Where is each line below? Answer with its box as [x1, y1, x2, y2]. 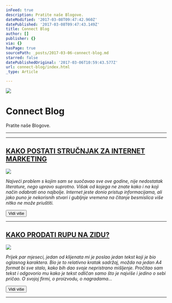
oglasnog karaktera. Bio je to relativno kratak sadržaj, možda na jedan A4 [6, 259, 162, 265]
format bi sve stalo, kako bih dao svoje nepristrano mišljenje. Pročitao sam [6, 265, 163, 271]
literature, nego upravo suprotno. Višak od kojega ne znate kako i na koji [6, 183, 159, 189]
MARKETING [6, 155, 47, 164]
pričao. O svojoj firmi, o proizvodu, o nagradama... [6, 275, 113, 282]
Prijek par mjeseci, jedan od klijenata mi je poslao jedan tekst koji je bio [6, 254, 156, 260]
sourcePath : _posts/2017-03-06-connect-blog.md [6, 50, 109, 55]
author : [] [6, 31, 29, 36]
